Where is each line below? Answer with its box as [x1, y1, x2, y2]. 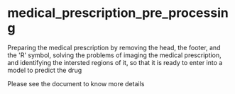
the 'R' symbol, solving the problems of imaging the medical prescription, [7, 51, 222, 59]
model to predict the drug [7, 66, 82, 74]
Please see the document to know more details [7, 79, 145, 88]
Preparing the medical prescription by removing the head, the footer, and [7, 43, 221, 52]
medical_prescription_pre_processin [7, 5, 229, 21]
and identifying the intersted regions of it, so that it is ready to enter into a [7, 58, 223, 66]
